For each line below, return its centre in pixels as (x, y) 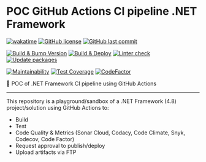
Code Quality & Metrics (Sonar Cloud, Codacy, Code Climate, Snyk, (100, 133)
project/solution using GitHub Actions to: (58, 107)
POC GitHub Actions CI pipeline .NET (102, 11)
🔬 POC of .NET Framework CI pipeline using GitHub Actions (82, 83)
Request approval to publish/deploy (60, 145)
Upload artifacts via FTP (46, 152)
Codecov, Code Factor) (45, 139)
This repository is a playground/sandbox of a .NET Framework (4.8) (91, 101)
